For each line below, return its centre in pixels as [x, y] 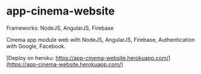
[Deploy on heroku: [30, 58]
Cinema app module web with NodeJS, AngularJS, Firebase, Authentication [101, 39]
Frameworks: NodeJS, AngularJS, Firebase [60, 28]
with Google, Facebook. [36, 46]
